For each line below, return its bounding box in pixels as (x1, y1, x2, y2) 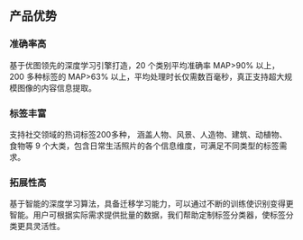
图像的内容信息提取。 (16, 82, 96, 93)
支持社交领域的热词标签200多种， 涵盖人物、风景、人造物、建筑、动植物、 (9, 129, 288, 139)
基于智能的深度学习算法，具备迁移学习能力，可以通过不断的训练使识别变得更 (9, 199, 294, 209)
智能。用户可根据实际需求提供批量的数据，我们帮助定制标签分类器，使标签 (9, 209, 286, 220)
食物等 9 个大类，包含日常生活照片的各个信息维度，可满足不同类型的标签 (9, 140, 280, 151)
